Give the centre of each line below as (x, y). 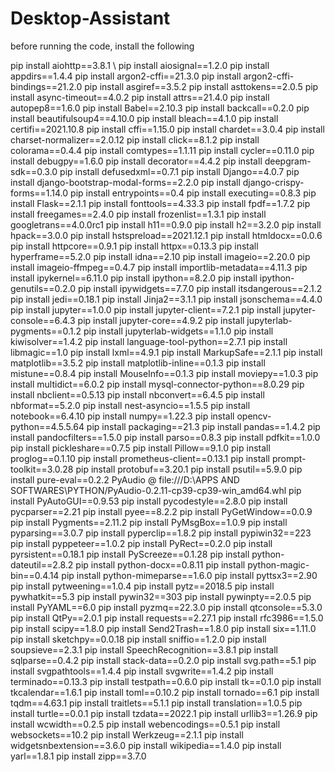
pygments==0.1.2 (46, 331)
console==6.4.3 (43, 320)
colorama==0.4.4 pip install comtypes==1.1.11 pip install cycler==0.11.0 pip (162, 150)
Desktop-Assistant (90, 18)
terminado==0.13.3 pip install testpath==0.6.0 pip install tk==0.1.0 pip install (166, 681)
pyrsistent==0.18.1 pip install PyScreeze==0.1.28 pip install (130, 554)
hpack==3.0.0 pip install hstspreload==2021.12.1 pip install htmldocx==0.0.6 (166, 235)
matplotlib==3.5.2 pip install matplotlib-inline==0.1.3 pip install (138, 363)
